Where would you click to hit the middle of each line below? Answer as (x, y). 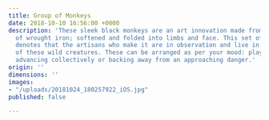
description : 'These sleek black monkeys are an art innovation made (127, 30)
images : (21, 82)
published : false (37, 97)
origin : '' (26, 68)
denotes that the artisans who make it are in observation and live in (138, 45)
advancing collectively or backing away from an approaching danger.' (136, 60)
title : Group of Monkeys (50, 15)
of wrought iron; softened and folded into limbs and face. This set (134, 38)
